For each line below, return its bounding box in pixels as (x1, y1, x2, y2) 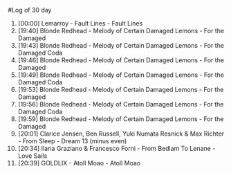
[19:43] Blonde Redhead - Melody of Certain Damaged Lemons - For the (17, 42, 224, 49)
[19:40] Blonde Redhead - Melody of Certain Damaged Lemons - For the (17, 27, 224, 35)
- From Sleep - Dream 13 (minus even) (17, 137, 127, 145)
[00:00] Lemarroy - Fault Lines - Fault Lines (17, 19, 143, 27)
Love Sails (17, 152, 48, 160)
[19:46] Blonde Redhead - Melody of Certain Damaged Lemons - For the (17, 56, 224, 64)
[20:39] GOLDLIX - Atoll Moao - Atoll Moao (17, 159, 141, 167)
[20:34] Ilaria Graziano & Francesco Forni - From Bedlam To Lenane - (17, 145, 216, 152)
